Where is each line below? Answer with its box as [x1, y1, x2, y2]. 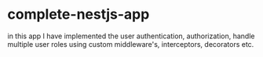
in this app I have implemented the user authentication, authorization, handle [7, 31, 255, 41]
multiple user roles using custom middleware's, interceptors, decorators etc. [7, 39, 254, 48]
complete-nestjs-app [7, 5, 150, 23]
